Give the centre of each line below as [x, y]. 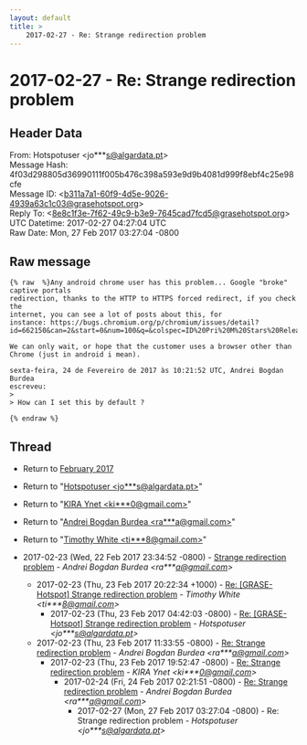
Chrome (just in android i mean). [75, 355]
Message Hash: [39, 165]
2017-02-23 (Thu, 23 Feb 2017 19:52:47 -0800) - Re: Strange [165, 662]
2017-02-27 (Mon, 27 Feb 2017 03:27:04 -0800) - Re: [178, 711]
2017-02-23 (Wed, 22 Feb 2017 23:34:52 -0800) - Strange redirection [154, 557]
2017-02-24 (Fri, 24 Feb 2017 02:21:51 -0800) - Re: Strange [175, 681]
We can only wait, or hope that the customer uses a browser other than [151, 347]
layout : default [40, 18]
